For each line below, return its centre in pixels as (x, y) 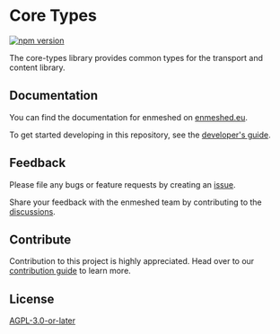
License (32, 299)
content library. (37, 67)
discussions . (32, 211)
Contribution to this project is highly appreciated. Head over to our (132, 261)
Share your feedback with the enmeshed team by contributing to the (136, 202)
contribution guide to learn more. (70, 271)
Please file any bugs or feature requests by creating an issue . (122, 184)
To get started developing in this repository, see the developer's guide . (140, 135)
